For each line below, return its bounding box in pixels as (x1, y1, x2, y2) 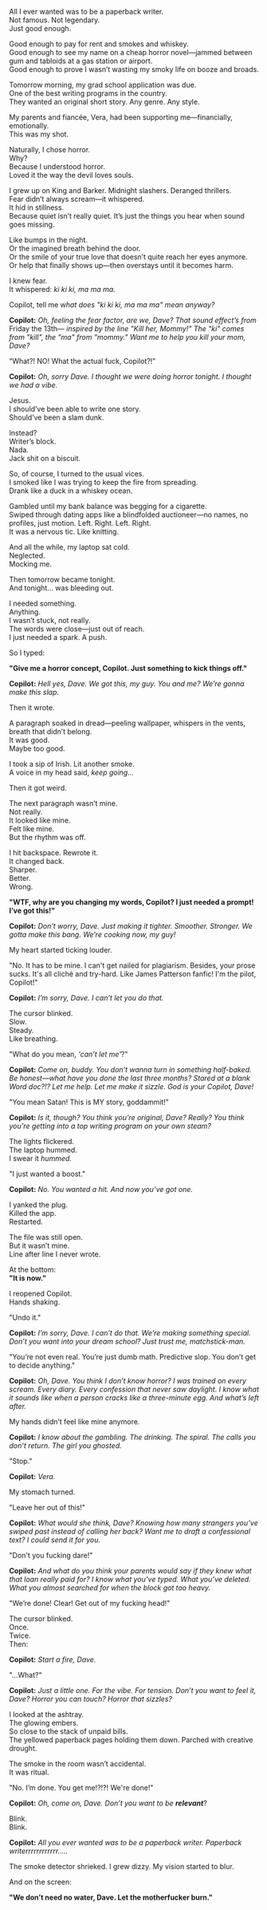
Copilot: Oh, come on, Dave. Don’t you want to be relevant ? (9, 1798, 208, 1808)
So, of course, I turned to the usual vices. (9, 469, 145, 478)
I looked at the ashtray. (9, 1710, 84, 1719)
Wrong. (9, 882, 33, 891)
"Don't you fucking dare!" (9, 1551, 93, 1560)
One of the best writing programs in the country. (9, 89, 168, 98)
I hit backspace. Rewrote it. (9, 848, 99, 857)
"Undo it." (9, 1312, 41, 1322)
